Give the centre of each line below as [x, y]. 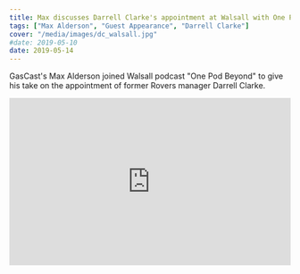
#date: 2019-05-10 [43, 42]
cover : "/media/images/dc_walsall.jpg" [83, 34]
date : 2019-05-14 [42, 51]
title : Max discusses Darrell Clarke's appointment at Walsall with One [147, 17]
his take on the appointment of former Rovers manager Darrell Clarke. [137, 86]
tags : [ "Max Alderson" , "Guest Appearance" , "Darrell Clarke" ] [129, 26]
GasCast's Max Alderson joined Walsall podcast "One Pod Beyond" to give [146, 76]
